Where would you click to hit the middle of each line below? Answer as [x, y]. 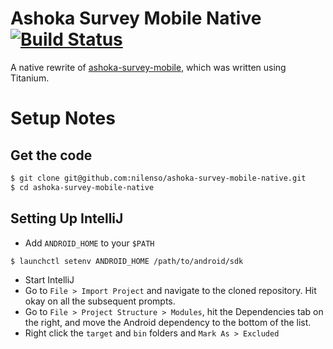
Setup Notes [63, 118]
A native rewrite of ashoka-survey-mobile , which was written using [148, 67]
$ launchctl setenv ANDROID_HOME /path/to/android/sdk [127, 261]
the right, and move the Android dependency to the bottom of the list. [168, 323]
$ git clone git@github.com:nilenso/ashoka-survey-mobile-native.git [158, 178]
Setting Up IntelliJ [67, 218]
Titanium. [30, 78]
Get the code [51, 155]
